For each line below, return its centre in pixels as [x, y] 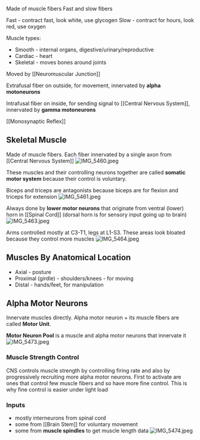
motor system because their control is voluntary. [67, 179]
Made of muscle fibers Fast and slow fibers [59, 9]
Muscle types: [24, 38]
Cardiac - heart [33, 56]
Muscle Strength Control [43, 358]
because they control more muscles [50, 239]
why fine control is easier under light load [57, 389]
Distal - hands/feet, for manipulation [59, 284]
